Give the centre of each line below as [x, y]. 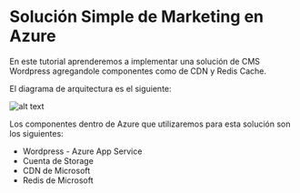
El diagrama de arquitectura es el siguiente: [90, 88]
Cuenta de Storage [58, 160]
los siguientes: [36, 133]
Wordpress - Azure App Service [82, 151]
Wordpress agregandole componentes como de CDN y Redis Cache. [138, 71]
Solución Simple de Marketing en [136, 17]
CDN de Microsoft [56, 170]
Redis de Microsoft [58, 180]
